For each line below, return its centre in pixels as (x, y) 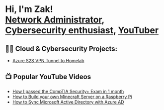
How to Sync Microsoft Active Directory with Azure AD (68, 102)
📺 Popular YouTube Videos (48, 77)
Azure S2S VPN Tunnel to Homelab (48, 60)
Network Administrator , (55, 20)
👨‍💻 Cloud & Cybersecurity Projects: (61, 49)
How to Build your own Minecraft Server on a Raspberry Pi (72, 97)
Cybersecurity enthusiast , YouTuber (82, 30)
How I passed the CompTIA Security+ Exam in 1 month (68, 91)
